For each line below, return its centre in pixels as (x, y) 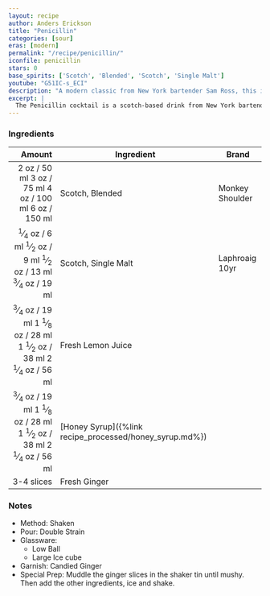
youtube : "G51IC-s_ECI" (48, 83)
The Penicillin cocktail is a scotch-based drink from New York (125, 106)
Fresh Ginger (84, 482)
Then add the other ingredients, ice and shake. (97, 583)
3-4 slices (32, 482)
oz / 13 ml (33, 271)
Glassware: (39, 540)
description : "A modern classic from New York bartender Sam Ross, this (133, 91)
